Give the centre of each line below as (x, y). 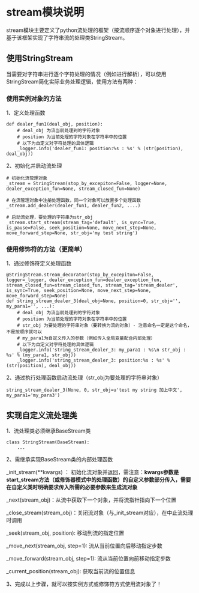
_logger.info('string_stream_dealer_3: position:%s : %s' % (94, 360)
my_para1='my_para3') (33, 395)
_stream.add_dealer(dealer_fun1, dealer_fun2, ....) (73, 206)
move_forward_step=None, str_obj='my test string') (72, 233)
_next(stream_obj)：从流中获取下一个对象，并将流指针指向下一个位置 (91, 500)
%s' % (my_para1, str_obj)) (41, 355)
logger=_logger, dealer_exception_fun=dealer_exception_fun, (84, 280)
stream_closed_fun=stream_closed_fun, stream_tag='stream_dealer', (92, 285)
